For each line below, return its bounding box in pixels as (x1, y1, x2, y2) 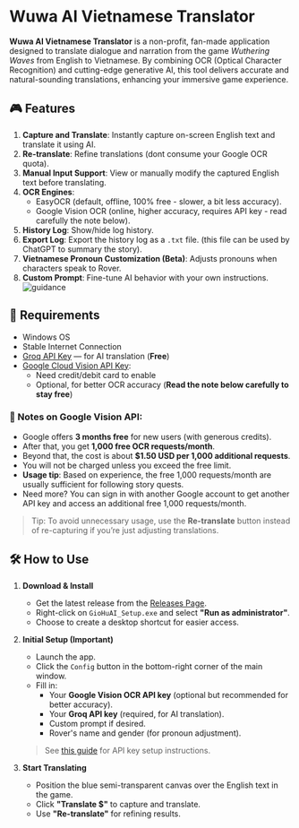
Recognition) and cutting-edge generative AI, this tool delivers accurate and (9, 65, 289, 75)
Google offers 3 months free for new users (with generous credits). (21, 431, 272, 442)
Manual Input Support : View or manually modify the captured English (21, 168, 280, 178)
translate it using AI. (21, 139, 97, 150)
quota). (21, 158, 49, 168)
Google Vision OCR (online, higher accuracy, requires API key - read (35, 205, 287, 216)
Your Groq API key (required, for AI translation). (48, 708, 225, 719)
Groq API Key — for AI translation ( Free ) (21, 350, 170, 361)
